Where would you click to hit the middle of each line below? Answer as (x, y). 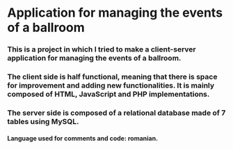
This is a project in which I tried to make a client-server (102, 49)
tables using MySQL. (43, 121)
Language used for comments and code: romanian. (83, 138)
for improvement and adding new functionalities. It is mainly (111, 86)
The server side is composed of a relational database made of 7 (116, 113)
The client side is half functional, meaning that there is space (112, 77)
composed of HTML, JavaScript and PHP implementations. (109, 94)
